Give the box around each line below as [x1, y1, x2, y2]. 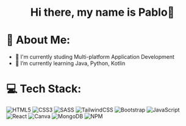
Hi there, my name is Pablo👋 [30, 5, 175, 19]
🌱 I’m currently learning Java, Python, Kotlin [15, 60, 126, 67]
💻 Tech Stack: [6, 82, 82, 96]
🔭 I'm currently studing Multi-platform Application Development [15, 53, 175, 61]
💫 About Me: [6, 33, 71, 47]
